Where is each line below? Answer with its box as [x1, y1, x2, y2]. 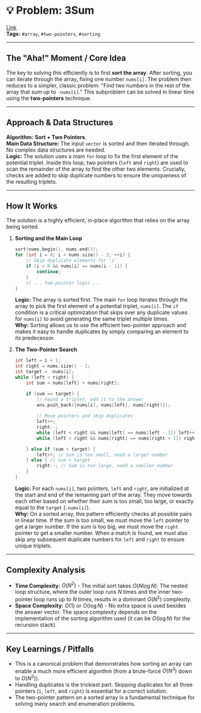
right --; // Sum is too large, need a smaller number [36, 463, 173, 469]
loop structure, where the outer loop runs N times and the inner [14, 588, 171, 596]
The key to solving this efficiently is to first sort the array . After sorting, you [6, 69, 193, 76]
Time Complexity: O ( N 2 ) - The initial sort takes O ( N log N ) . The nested [14, 581, 188, 589]
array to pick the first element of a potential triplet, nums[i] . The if [14, 303, 179, 310]
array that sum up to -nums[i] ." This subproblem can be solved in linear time [6, 88, 194, 95]
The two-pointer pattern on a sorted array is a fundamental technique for [14, 694, 195, 701]
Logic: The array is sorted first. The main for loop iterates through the [14, 296, 188, 303]
